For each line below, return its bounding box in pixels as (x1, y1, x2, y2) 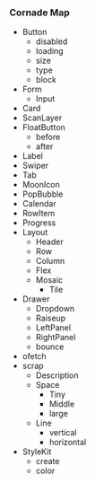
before (35, 132, 61, 143)
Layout (22, 227, 48, 238)
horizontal (48, 437, 87, 448)
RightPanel (35, 332, 76, 343)
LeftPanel (35, 322, 72, 333)
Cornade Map (9, 6, 70, 19)
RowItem (22, 208, 56, 219)
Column (35, 256, 65, 267)
